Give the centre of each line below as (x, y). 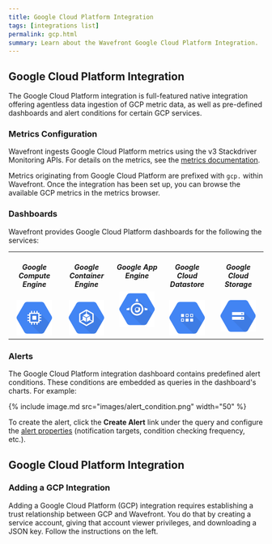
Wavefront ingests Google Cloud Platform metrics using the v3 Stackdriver (133, 152)
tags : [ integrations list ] (54, 25)
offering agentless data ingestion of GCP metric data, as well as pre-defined (136, 104)
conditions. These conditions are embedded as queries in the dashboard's (132, 382)
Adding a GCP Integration (59, 487)
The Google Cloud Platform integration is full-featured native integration (128, 96)
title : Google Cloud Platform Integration (81, 17)
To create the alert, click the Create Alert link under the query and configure (136, 422)
